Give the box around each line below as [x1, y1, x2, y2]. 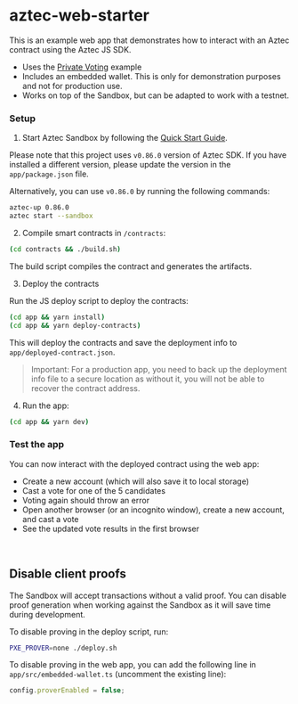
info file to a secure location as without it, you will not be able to [30, 373, 265, 384]
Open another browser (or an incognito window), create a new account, [21, 504, 285, 515]
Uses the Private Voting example [21, 61, 142, 72]
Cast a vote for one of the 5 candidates [21, 485, 166, 495]
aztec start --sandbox [9, 211, 93, 221]
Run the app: [21, 400, 69, 411]
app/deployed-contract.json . [9, 347, 116, 357]
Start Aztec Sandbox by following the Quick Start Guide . [21, 133, 229, 143]
